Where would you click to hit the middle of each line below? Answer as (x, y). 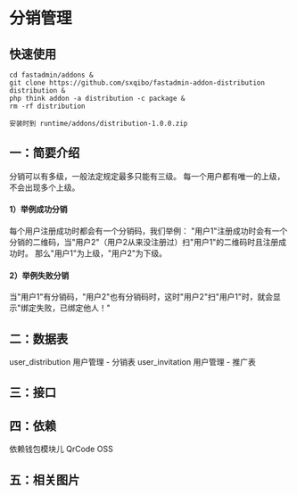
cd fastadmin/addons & (51, 75)
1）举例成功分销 (39, 210)
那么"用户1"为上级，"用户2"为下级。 (101, 253)
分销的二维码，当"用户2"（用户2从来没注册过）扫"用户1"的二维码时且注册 (144, 243)
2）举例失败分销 (39, 275)
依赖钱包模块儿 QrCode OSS (61, 449)
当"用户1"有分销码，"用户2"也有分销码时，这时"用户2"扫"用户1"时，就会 (141, 297)
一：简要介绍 (45, 153)
